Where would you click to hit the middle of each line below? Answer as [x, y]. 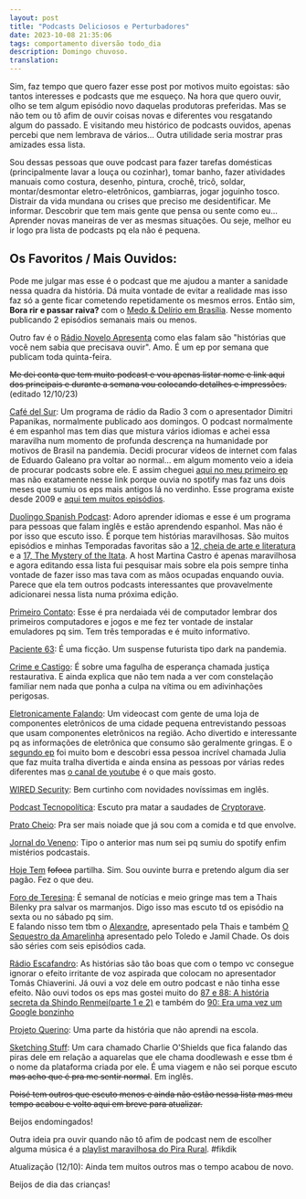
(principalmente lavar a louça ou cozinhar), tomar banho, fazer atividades [148, 172]
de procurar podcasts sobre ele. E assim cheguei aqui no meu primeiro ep [149, 469]
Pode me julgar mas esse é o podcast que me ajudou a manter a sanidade [149, 280]
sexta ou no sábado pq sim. [62, 916]
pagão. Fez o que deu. [52, 879]
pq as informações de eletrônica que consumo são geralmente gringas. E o [151, 742]
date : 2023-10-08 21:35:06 [61, 35]
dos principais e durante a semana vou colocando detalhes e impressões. [148, 384]
